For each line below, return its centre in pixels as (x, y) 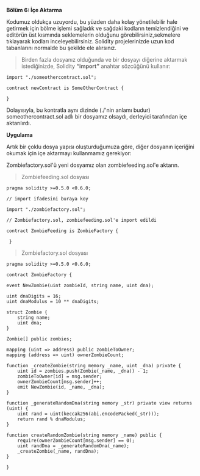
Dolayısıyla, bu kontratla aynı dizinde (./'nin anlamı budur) (78, 110)
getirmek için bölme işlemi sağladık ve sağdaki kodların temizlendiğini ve (98, 28)
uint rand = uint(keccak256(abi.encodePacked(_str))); (88, 414)
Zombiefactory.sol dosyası (55, 253)
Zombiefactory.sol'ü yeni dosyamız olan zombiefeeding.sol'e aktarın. (93, 165)
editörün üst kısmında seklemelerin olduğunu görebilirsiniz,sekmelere (94, 35)
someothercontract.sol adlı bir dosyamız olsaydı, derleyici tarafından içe (97, 116)
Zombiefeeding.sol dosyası (55, 177)
